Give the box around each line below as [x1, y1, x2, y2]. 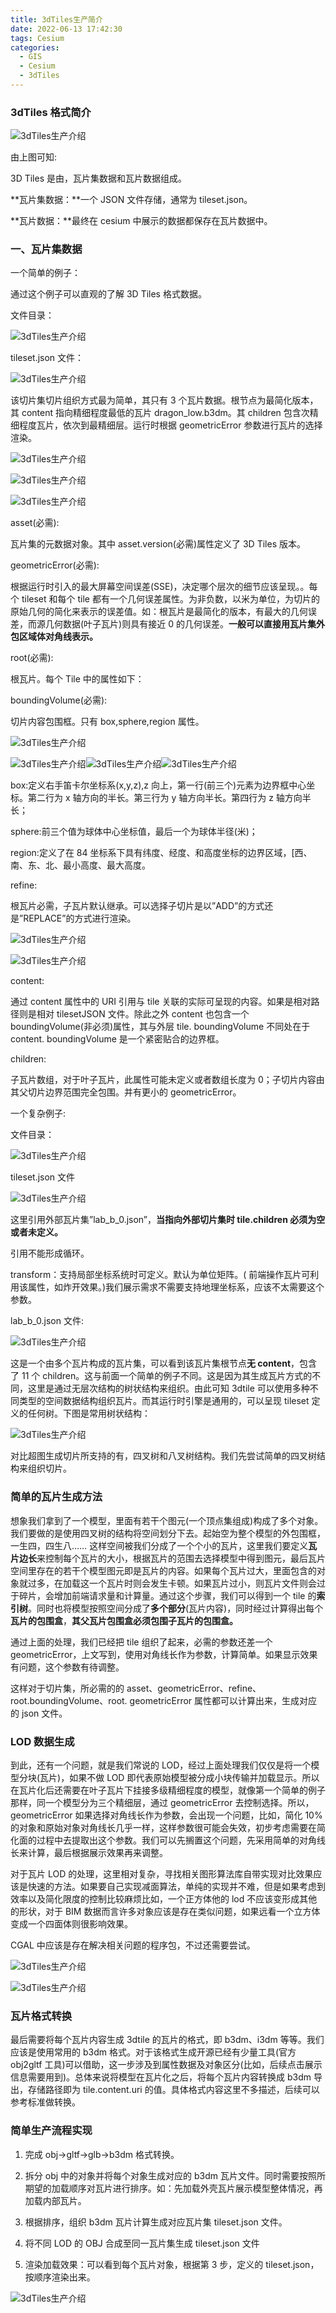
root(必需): [10, 652, 54, 664]
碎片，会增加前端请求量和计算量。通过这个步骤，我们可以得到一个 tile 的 [18, 1589, 317, 1601]
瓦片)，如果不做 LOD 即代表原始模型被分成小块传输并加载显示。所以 [39, 1772, 320, 1784]
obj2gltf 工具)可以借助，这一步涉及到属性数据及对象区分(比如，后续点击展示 [10, 2059, 323, 2071]
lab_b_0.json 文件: [10, 1315, 84, 1327]
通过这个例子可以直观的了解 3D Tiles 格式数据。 [10, 288, 207, 300]
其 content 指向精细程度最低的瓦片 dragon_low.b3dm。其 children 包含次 [10, 407, 310, 419]
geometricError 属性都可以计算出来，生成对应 [129, 1694, 318, 1706]
